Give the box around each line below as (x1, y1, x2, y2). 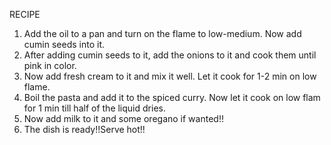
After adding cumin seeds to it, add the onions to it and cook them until (23, 49, 317, 61)
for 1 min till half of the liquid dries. (23, 102, 166, 114)
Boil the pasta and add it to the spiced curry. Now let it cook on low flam (23, 92, 321, 103)
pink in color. (23, 60, 77, 71)
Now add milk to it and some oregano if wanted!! (23, 113, 224, 124)
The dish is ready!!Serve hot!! (23, 124, 146, 135)
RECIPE (9, 9, 41, 20)
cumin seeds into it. (23, 39, 105, 50)
